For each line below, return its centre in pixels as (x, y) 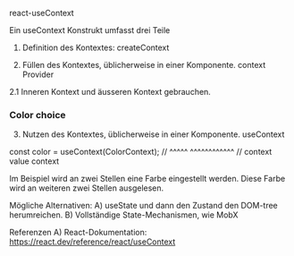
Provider (38, 74)
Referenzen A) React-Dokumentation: (78, 233)
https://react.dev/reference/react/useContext (92, 242)
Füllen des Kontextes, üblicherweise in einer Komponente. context (144, 65)
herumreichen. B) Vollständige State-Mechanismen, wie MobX (124, 215)
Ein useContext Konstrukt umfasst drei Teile (90, 30)
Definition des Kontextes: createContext (96, 47)
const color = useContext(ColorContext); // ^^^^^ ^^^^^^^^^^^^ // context (141, 152)
